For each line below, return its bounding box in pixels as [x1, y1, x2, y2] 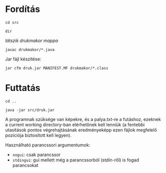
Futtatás [5, 82, 40, 93]
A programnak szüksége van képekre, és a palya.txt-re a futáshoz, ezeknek [5, 116, 161, 122]
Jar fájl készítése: [5, 56, 41, 62]
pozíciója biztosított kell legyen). [5, 132, 71, 138]
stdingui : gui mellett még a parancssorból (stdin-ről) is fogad [12, 156, 139, 163]
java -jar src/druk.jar [5, 107, 55, 112]
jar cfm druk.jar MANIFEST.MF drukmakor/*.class [5, 65, 108, 70]
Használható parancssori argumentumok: [5, 141, 90, 148]
